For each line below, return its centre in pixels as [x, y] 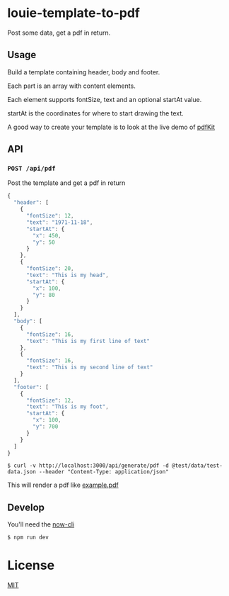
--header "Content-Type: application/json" [104, 472]
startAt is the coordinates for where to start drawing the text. [95, 113]
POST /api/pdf [31, 169]
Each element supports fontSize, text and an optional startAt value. [105, 99]
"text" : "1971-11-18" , [59, 222]
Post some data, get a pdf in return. [59, 33]
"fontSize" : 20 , [50, 269]
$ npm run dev [28, 538]
